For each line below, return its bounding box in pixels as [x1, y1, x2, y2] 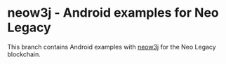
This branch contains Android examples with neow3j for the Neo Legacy [7, 42, 216, 51]
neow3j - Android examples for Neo [7, 5, 219, 21]
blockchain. [7, 50, 41, 58]
